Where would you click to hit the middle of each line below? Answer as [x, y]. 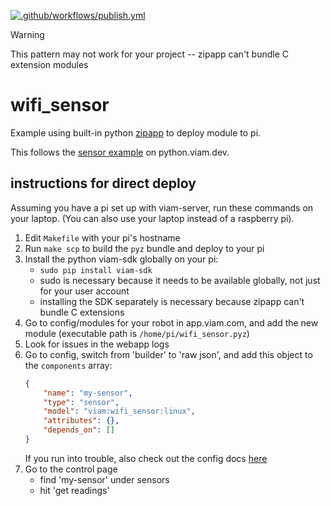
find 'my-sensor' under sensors [104, 479]
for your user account [84, 291]
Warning [27, 34]
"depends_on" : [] [79, 430]
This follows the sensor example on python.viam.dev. [120, 152]
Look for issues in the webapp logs [97, 344]
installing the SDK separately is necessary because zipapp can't [172, 301]
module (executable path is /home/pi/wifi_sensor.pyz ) [137, 333]
